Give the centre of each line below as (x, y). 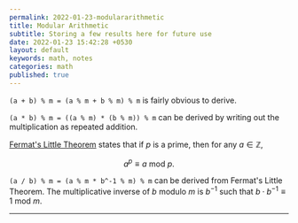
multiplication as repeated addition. (74, 127)
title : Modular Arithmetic (59, 26)
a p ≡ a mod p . (149, 163)
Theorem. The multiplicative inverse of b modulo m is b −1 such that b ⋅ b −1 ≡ (148, 191)
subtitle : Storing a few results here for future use (111, 34)
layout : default (39, 50)
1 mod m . (26, 201)
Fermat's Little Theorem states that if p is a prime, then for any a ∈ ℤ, (136, 144)
